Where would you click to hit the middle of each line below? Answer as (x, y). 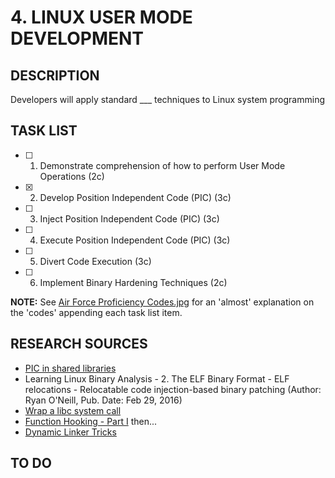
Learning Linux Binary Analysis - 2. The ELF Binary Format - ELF (157, 378)
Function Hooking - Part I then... (91, 421)
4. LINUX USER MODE (101, 17)
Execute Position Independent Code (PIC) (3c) (135, 240)
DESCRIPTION (55, 75)
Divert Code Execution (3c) (95, 261)
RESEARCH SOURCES (79, 344)
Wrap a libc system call (73, 410)
